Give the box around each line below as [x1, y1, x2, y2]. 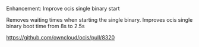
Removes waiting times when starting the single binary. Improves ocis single [6, 16, 193, 23]
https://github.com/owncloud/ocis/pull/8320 [6, 34, 115, 41]
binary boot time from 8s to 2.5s [6, 23, 85, 29]
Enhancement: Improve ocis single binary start [6, 5, 120, 12]
